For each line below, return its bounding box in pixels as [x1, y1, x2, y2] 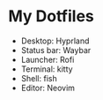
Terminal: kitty [20, 64, 73, 74]
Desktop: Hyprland [20, 35, 90, 46]
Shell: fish [20, 73, 58, 83]
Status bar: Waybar [20, 44, 92, 55]
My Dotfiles [8, 6, 94, 27]
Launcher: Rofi [20, 54, 75, 65]
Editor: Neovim [20, 82, 76, 93]
